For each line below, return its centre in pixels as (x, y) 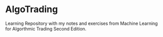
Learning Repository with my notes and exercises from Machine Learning (81, 23)
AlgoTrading (32, 9)
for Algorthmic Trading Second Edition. (46, 28)
